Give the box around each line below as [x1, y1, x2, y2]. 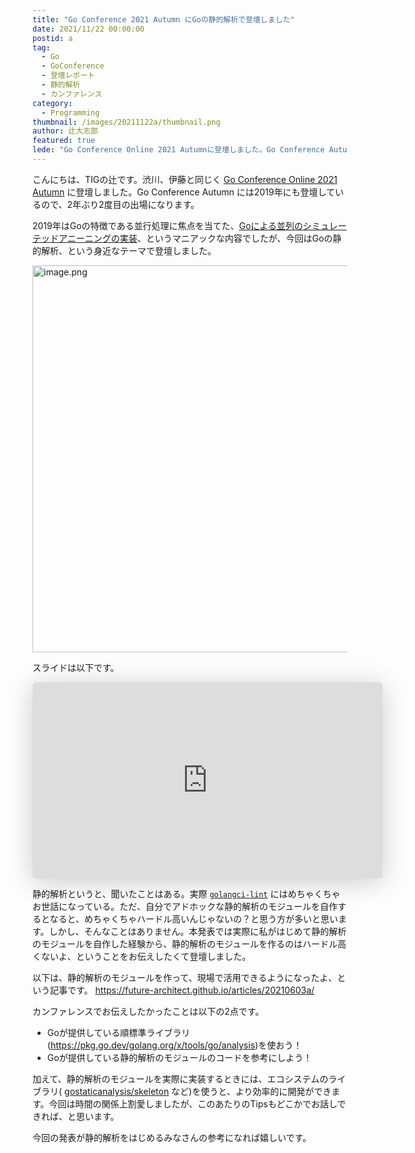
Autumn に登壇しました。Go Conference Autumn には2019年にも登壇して [32, 186, 336, 198]
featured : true [32, 136, 96, 146]
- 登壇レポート [41, 71, 96, 81]
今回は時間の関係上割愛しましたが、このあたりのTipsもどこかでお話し [48, 1097, 338, 1110]
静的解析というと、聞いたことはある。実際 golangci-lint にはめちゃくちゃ [32, 887, 341, 900]
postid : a [32, 33, 74, 43]
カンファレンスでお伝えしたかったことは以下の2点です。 [32, 1005, 265, 1017]
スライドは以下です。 [32, 661, 120, 673]
